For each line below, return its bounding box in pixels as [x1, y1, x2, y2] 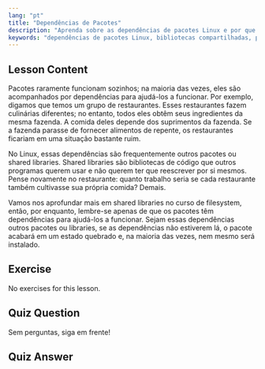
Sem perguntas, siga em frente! [8, 327, 110, 337]
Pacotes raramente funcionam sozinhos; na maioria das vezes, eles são [8, 84, 241, 93]
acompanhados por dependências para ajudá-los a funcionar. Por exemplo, [8, 92, 254, 102]
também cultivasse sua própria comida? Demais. [8, 183, 166, 192]
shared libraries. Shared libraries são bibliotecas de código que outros [8, 158, 237, 167]
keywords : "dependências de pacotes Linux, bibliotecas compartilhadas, [8, 33, 252, 42]
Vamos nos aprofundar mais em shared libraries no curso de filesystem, [8, 198, 242, 207]
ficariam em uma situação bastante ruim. [8, 134, 141, 143]
